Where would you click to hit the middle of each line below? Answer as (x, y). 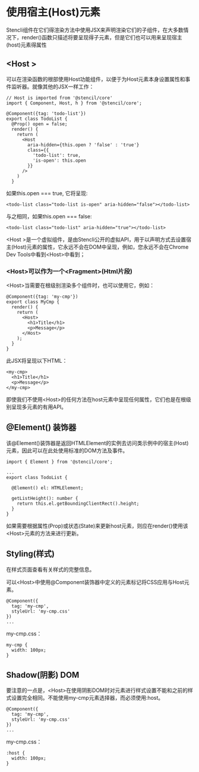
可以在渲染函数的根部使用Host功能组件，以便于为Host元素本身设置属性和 (96, 79)
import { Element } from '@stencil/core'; (59, 462)
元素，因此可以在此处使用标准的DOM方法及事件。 (67, 450)
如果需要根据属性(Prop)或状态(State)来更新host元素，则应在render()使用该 (97, 526)
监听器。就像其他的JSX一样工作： (53, 87)
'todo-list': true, (57, 155)
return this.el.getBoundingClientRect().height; (78, 504)
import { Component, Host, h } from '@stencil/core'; (74, 103)
